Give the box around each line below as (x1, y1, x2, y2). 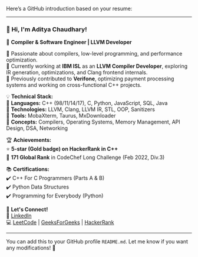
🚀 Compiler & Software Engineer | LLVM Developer (6, 38, 132, 46)
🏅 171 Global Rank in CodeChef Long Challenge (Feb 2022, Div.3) (6, 154, 165, 161)
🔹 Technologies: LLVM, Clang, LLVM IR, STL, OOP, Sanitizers (6, 106, 155, 113)
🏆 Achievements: (6, 136, 52, 144)
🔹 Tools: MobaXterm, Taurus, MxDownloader (6, 112, 116, 119)
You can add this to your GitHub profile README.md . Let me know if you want (6, 238, 189, 245)
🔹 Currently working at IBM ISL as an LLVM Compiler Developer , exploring (6, 63, 188, 70)
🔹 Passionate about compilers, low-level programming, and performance (6, 50, 183, 57)
